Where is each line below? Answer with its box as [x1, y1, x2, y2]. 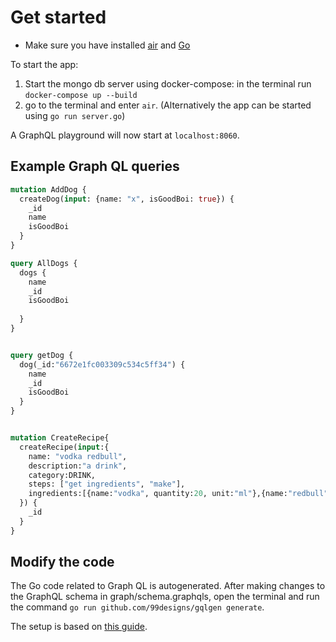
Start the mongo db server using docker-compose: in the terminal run [24, 77, 312, 90]
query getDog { [10, 350, 74, 360]
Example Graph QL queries [10, 158, 180, 175]
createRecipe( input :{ [19, 442, 110, 452]
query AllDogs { [10, 258, 78, 268]
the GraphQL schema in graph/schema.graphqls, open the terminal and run [10, 591, 320, 603]
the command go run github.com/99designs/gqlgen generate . [10, 601, 265, 613]
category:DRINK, [28, 470, 97, 480]
